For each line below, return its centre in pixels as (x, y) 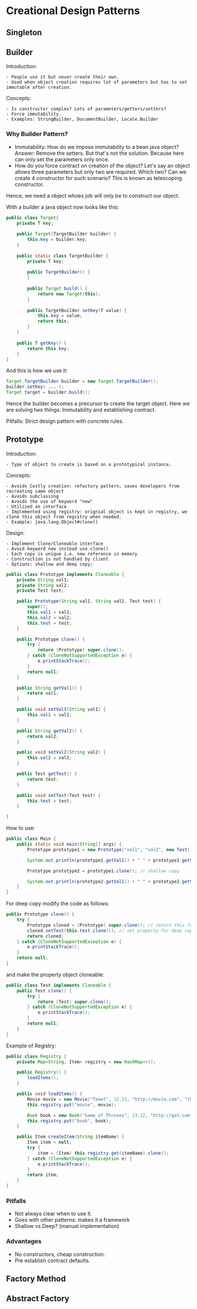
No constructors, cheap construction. (60, 1254)
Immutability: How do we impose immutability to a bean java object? (97, 147)
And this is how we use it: (37, 371)
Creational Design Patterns (73, 11)
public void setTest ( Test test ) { (59, 795)
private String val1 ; (43, 580)
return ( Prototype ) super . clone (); (81, 650)
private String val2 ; (43, 585)
